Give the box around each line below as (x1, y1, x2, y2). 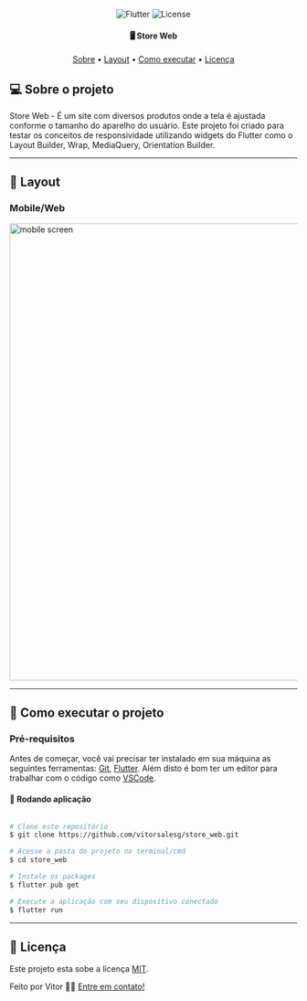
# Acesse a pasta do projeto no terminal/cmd (9, 847, 185, 857)
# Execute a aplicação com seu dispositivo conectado (9, 897, 219, 906)
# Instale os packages (9, 872, 96, 881)
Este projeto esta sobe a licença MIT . (9, 964, 149, 974)
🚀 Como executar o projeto (9, 705, 164, 721)
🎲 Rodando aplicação (9, 793, 91, 804)
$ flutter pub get (9, 880, 79, 889)
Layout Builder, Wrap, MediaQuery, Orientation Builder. (9, 140, 216, 151)
